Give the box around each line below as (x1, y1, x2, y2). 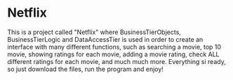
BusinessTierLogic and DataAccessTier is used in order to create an (7, 35, 204, 43)
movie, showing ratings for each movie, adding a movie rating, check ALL (7, 50, 220, 58)
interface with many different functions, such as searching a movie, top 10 (7, 42, 222, 51)
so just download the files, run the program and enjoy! (7, 65, 164, 73)
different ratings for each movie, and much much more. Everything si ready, (7, 57, 226, 65)
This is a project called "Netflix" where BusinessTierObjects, (7, 28, 181, 36)
